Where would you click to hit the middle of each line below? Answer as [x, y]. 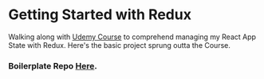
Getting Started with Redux [100, 15]
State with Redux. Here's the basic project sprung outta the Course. [120, 45]
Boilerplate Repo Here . [53, 65]
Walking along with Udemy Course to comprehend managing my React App [132, 37]
